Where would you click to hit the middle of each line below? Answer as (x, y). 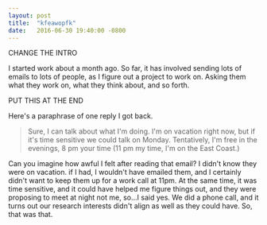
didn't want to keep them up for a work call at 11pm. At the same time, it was (133, 180)
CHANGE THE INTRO (43, 53)
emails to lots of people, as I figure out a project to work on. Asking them (127, 77)
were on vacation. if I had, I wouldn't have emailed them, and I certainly (125, 173)
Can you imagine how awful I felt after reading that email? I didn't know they (133, 164)
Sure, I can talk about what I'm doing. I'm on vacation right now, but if (141, 131)
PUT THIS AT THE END (46, 101)
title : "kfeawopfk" (43, 23)
